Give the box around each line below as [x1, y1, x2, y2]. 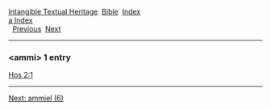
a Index [8, 15, 33, 25]
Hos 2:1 [8, 70, 34, 80]
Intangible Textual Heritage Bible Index [8, 7, 141, 16]
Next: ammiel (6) [8, 93, 65, 104]
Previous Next [11, 24, 61, 33]
